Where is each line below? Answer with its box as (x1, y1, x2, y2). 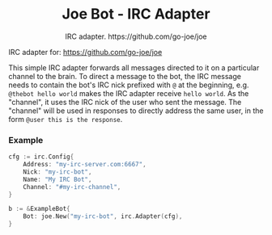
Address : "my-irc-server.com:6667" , (23, 161, 147, 169)
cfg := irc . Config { (8, 153, 74, 162)
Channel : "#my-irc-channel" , (23, 183, 121, 191)
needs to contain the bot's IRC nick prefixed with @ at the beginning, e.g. (8, 80, 249, 90)
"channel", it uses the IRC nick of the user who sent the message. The (8, 97, 242, 107)
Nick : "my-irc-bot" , (23, 167, 92, 176)
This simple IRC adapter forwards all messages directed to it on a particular (8, 62, 260, 73)
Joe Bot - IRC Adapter (62, 5, 210, 23)
